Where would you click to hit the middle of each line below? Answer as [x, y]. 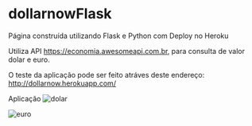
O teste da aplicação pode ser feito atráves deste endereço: [107, 74]
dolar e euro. [29, 59]
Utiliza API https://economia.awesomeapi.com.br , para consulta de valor [126, 51]
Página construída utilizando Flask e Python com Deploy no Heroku [118, 36]
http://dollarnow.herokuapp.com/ [62, 83]
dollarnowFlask [60, 14]
